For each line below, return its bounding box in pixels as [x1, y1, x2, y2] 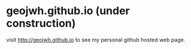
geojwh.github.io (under [6, 4, 130, 18]
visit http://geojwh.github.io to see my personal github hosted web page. [6, 36, 186, 43]
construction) [6, 17, 76, 30]
